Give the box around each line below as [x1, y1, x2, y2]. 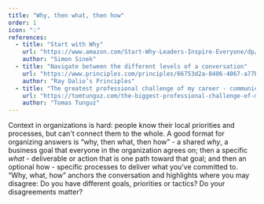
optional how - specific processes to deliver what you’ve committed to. [8, 162, 238, 172]
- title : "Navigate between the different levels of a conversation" [15, 63, 247, 71]
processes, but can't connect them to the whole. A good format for [8, 129, 225, 138]
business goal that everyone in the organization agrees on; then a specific [8, 146, 248, 155]
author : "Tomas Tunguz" [22, 99, 101, 107]
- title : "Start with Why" [15, 41, 104, 49]
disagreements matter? [8, 188, 83, 197]
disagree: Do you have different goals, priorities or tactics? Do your [8, 179, 225, 188]
